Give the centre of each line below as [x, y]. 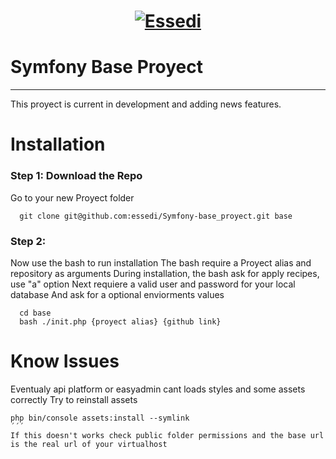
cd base [35, 313]
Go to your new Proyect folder [72, 197]
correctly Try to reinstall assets [74, 399]
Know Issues [65, 361]
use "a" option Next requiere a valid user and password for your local [153, 284]
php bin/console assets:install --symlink [100, 418]
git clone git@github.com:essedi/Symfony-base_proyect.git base [156, 216]
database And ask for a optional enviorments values [117, 294]
